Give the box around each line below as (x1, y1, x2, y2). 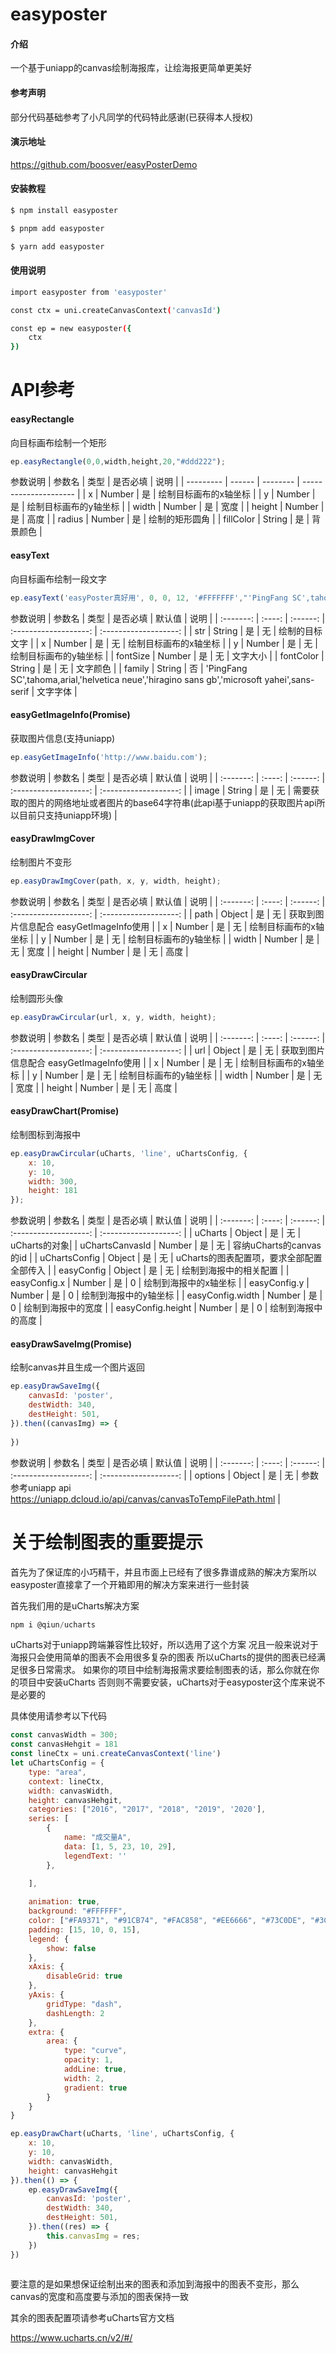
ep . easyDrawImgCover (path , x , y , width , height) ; (10, 876, 222, 886)
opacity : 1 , (63, 2055, 114, 2065)
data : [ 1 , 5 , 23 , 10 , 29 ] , (63, 1841, 177, 1852)
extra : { (28, 2027, 65, 2037)
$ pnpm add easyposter (10, 223, 105, 233)
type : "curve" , (63, 2046, 128, 2056)
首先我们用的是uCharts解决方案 (10, 1599, 140, 1612)
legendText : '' (63, 1851, 128, 1861)
